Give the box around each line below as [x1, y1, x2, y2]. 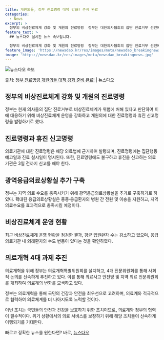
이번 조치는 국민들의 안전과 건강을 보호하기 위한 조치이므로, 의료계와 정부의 [5, 307, 147, 313]
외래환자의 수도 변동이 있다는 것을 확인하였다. [27, 238, 113, 244]
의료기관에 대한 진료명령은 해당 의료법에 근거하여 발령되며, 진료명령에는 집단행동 [5, 148, 158, 154]
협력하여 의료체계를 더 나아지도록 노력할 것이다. [10, 296, 101, 302]
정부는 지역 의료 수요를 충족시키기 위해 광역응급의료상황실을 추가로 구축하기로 [5, 190, 153, 196]
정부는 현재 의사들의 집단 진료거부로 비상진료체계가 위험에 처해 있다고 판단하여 [5, 106, 154, 113]
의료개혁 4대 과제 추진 [5, 254, 67, 262]
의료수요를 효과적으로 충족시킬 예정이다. [5, 202, 81, 208]
